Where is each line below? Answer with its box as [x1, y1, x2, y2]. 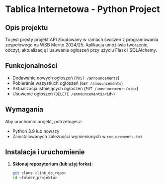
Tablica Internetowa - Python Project [5, 3, 160, 15]
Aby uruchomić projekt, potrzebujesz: [5, 118, 82, 124]
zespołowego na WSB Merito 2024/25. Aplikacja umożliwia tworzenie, [5, 42, 149, 48]
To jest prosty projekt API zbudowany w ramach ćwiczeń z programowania [5, 36, 159, 42]
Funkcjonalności [5, 61, 58, 70]
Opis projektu [5, 23, 48, 32]
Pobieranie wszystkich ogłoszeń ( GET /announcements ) [12, 80, 123, 86]
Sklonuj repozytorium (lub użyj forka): [12, 161, 93, 167]
